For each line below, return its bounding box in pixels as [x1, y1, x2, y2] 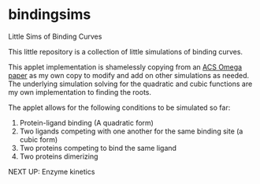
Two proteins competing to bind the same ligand [19, 143, 177, 152]
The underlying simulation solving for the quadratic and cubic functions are [8, 79, 253, 88]
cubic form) [19, 134, 58, 144]
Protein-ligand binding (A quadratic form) [19, 118, 154, 127]
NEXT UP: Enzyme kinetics [8, 167, 95, 176]
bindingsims [8, 6, 91, 24]
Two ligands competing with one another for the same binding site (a [19, 126, 243, 136]
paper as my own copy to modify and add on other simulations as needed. [8, 70, 250, 80]
